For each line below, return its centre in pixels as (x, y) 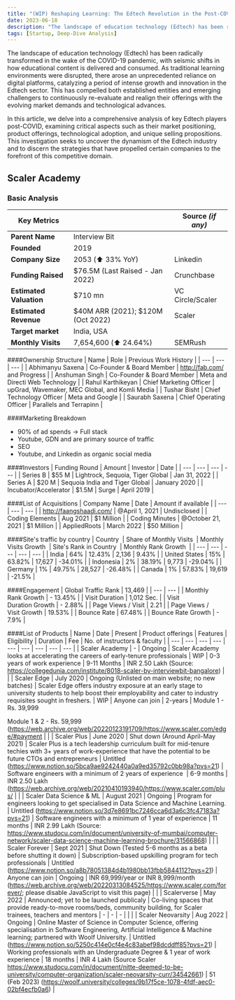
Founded (26, 248)
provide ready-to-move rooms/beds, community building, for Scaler (105, 907)
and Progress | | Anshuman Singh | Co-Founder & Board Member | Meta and (117, 375)
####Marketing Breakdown (47, 418)
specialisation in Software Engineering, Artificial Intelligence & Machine (109, 929)
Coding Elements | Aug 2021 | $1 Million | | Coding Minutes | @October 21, (114, 518)
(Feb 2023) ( (26, 982)
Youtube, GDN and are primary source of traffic (86, 439)
